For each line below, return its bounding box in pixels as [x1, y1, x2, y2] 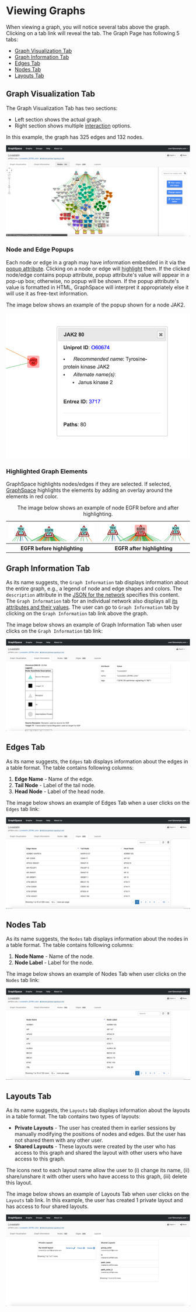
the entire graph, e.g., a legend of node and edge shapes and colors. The [6, 585, 183, 592]
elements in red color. [6, 493, 58, 500]
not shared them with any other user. [14, 1137, 103, 1144]
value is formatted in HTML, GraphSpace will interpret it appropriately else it [6, 284, 189, 291]
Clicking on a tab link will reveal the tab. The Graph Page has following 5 [6, 29, 180, 36]
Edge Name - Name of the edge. [14, 775, 93, 782]
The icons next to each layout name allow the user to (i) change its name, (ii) [6, 1167, 190, 1174]
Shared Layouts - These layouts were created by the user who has [14, 1143, 176, 1150]
